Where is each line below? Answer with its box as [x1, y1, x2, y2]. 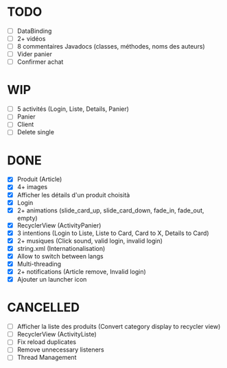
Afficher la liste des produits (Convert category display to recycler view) [16, 323, 221, 331]
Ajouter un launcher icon [16, 275, 87, 284]
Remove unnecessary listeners [16, 345, 104, 354]
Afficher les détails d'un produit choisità [16, 191, 130, 199]
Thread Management [16, 354, 77, 362]
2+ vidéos [16, 35, 46, 42]
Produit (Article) [16, 175, 62, 184]
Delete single [16, 128, 55, 136]
